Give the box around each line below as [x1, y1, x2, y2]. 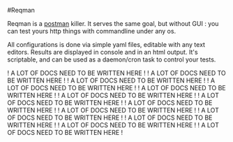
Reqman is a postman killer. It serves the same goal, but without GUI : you [7, 20, 219, 27]
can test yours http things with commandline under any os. [7, 27, 176, 35]
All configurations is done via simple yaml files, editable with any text [7, 41, 206, 48]
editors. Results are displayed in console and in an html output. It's [7, 48, 198, 56]
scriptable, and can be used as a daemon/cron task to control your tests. [7, 55, 216, 64]
